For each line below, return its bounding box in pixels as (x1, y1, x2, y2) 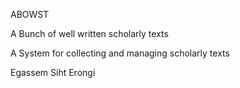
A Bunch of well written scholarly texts (10, 28, 169, 39)
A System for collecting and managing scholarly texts (10, 47, 230, 59)
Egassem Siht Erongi (10, 67, 96, 78)
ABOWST (10, 9, 50, 20)
